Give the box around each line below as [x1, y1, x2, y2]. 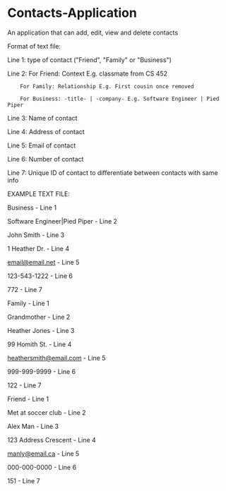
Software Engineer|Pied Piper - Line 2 [7, 217, 118, 225]
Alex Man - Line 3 [7, 422, 59, 430]
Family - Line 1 [7, 298, 49, 308]
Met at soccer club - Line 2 [7, 408, 86, 417]
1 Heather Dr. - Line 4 [7, 244, 69, 253]
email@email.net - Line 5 [7, 257, 80, 266]
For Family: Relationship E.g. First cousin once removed [20, 83, 194, 90]
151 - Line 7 [7, 476, 40, 485]
